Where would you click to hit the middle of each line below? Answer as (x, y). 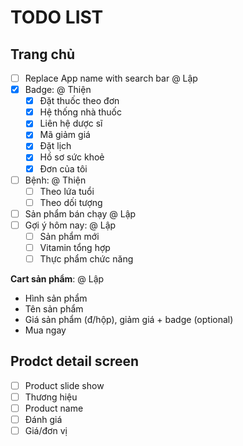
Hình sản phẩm (56, 298)
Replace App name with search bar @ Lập (111, 78)
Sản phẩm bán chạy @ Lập (80, 213)
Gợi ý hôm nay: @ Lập (70, 225)
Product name (54, 408)
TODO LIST (57, 17)
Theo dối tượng (71, 202)
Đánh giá (43, 420)
